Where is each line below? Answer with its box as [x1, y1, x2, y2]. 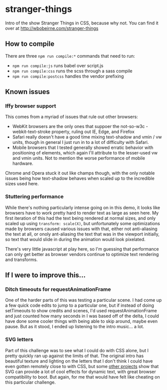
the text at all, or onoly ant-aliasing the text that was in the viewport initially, [5, 231, 160, 237]
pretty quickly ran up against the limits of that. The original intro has [5, 353, 144, 359]
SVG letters [5, 336, 33, 343]
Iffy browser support [5, 103, 56, 110]
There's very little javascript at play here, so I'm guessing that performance [5, 246, 159, 252]
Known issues [5, 88, 50, 96]
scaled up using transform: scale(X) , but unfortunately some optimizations [5, 220, 160, 226]
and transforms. [5, 257, 38, 262]
